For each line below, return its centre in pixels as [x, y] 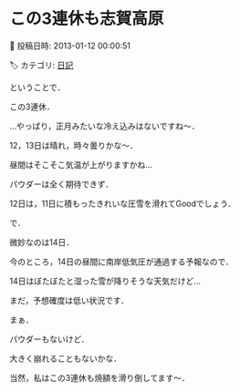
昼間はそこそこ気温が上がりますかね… [81, 164]
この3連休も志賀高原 [87, 19]
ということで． [37, 87]
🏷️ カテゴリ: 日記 [42, 65]
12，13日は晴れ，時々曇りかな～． [74, 145]
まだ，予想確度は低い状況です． [69, 300]
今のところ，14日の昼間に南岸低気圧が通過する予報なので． [122, 262]
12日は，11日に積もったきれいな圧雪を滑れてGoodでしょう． [122, 203]
